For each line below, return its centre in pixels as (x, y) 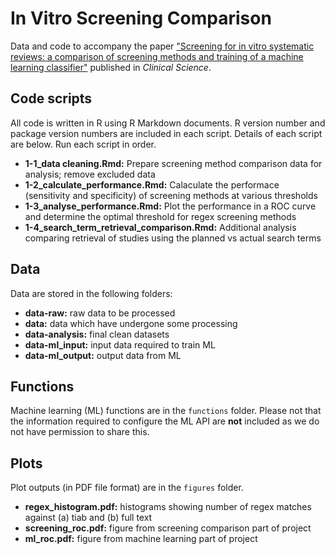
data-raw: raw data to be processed (100, 313)
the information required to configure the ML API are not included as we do (165, 421)
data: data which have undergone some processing (131, 323)
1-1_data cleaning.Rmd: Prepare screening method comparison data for (173, 163)
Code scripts (51, 98)
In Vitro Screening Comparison (141, 18)
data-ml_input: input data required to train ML (120, 344)
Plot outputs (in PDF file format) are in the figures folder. (127, 488)
